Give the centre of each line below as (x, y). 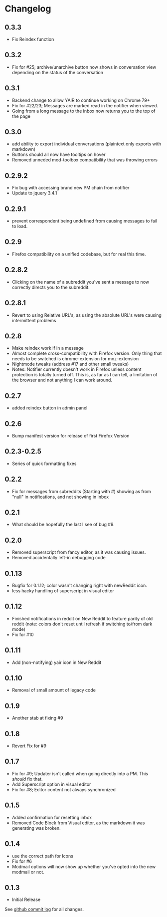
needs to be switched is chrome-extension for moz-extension (75, 359)
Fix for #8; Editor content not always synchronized (64, 789)
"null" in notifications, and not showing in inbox (60, 497)
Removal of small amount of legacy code (54, 690)
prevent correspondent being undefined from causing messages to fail (84, 221)
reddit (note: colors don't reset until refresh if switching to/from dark (82, 624)
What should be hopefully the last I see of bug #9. (63, 525)
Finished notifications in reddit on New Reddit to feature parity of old (82, 618)
